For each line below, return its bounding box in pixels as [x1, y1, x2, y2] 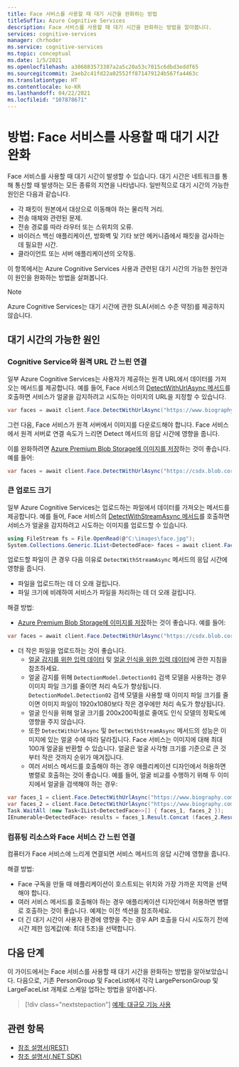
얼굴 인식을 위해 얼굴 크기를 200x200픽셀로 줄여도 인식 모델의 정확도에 [28, 708, 226, 717]
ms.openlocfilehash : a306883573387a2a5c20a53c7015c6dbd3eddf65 [7, 63, 199, 70]
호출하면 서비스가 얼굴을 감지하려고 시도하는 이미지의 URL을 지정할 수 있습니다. [7, 392, 226, 400]
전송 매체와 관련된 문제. [17, 213, 83, 222]
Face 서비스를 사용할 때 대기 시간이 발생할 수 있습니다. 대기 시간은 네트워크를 [7, 171, 221, 180]
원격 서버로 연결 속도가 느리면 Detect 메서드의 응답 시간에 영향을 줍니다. [20, 429, 221, 437]
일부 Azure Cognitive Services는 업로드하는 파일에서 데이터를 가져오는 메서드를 [7, 503, 230, 511]
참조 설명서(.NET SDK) [17, 1052, 82, 1061]
